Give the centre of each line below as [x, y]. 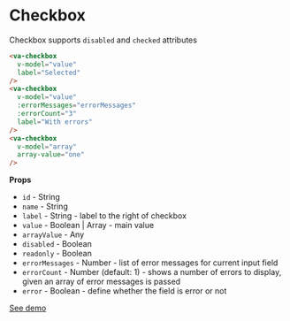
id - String [41, 197]
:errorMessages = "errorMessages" [77, 106]
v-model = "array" [47, 147]
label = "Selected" [49, 73]
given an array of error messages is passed [101, 282]
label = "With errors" [55, 122]
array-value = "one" [51, 155]
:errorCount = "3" [47, 114]
